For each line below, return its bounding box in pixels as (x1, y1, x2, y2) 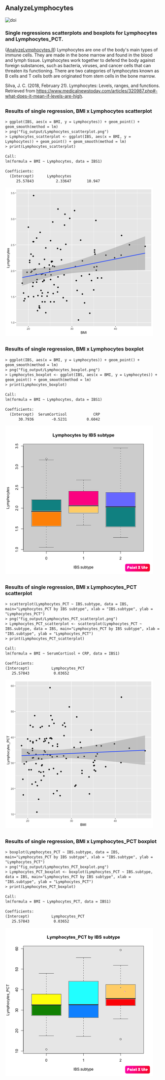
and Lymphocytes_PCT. (5, 36, 64, 43)
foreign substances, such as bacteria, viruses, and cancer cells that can (5, 63, 151, 69)
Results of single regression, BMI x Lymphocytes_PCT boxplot (5, 838, 157, 845)
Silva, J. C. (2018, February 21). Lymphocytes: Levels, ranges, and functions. (5, 83, 160, 88)
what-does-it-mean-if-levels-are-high (5, 93, 82, 99)
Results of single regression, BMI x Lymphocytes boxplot (5, 346, 144, 352)
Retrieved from (5, 88, 35, 94)
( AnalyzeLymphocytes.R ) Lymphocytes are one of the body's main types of (5, 47, 158, 53)
